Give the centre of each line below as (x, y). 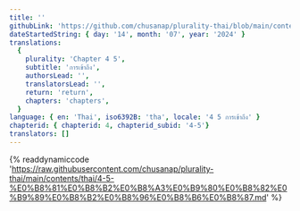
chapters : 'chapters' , (67, 101)
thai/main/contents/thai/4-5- (62, 178)
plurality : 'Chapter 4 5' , (75, 59)
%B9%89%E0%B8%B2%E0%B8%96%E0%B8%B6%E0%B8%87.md (138, 197)
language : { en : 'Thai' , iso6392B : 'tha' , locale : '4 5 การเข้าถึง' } (135, 117)
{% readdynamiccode (49, 159)
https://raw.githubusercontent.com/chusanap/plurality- (113, 169)
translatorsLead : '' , (65, 84)
